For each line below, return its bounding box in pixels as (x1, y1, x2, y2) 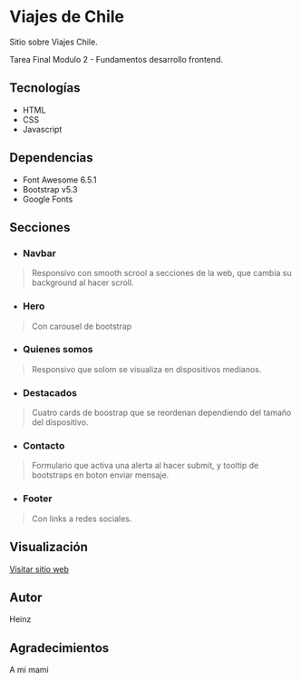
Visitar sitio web (9, 563, 70, 574)
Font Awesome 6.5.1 (22, 174, 97, 185)
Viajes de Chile (9, 6, 125, 27)
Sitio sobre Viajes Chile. (9, 36, 98, 47)
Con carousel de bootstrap (31, 321, 132, 331)
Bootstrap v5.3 (22, 183, 78, 194)
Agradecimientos (9, 640, 110, 656)
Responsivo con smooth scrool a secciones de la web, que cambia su (31, 268, 292, 279)
